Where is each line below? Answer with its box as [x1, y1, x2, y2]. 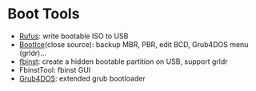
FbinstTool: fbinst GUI [18, 65, 91, 74]
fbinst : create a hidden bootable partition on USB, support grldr [18, 57, 229, 66]
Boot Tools [7, 5, 80, 23]
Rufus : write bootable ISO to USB [18, 31, 129, 41]
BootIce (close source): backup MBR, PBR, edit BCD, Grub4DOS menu [18, 39, 249, 49]
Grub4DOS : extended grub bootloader [18, 73, 146, 83]
